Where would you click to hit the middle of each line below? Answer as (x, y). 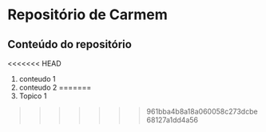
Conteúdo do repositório (70, 44)
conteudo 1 (37, 79)
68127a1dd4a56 (173, 120)
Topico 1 (33, 96)
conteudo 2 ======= (55, 87)
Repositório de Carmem (88, 15)
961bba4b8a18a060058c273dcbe (202, 111)
